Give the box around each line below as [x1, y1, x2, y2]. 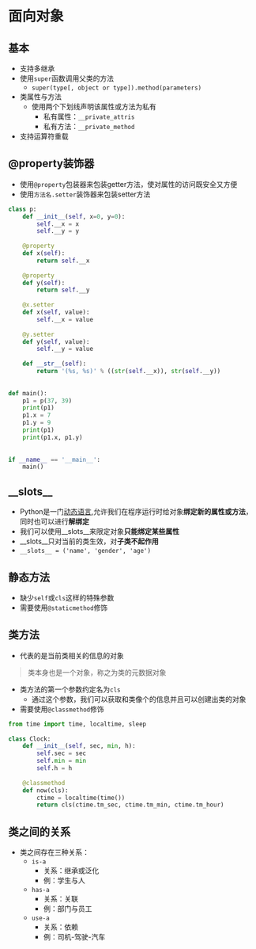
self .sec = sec [36, 749, 87, 757]
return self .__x [36, 257, 90, 265]
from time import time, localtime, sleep [8, 720, 147, 728]
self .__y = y [36, 227, 80, 235]
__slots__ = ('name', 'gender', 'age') [19, 547, 152, 555]
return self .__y [36, 286, 90, 294]
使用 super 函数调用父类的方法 [19, 74, 115, 83]
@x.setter [22, 301, 55, 309]
